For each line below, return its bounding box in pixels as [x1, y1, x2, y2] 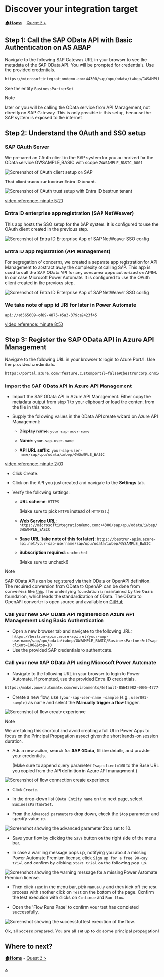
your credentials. [12, 752, 46, 759]
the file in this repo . [12, 404, 51, 410]
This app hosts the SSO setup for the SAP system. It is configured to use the [5, 221, 159, 227]
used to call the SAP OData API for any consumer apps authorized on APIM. [5, 269, 158, 275]
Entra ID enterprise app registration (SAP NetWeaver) [5, 210, 134, 217]
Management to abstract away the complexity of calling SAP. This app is [5, 264, 151, 270]
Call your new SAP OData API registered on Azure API [5, 611, 134, 617]
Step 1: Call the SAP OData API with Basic [5, 36, 133, 45]
